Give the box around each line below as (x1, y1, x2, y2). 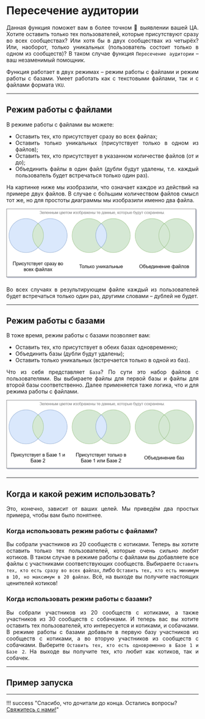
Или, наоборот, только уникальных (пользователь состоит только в (6, 43, 199, 51)
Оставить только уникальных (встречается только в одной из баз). (15, 357, 190, 364)
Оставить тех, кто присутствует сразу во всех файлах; (15, 133, 157, 140)
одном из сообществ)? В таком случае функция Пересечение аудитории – (6, 49, 200, 57)
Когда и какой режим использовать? (6, 489, 156, 499)
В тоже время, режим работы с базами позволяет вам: (6, 332, 151, 339)
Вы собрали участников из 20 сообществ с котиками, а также (6, 608, 199, 616)
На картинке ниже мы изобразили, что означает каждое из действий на (6, 183, 199, 191)
